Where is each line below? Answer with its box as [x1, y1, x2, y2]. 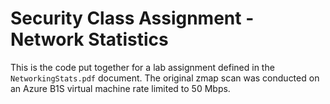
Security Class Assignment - [10, 7, 255, 30]
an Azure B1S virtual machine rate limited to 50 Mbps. [10, 82, 231, 94]
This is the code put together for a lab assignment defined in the [10, 61, 275, 73]
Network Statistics [10, 28, 169, 51]
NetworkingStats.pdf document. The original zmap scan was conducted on [10, 72, 320, 84]
